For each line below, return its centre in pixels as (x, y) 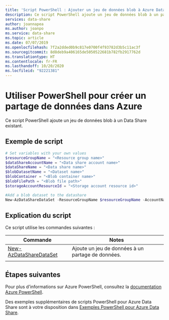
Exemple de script (34, 142)
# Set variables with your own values (46, 153)
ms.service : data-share (30, 33)
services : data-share (28, 19)
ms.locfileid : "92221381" (32, 71)
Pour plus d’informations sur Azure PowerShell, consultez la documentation (83, 287)
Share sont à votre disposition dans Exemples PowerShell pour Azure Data (82, 307)
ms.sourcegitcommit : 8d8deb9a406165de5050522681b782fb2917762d (73, 52)
